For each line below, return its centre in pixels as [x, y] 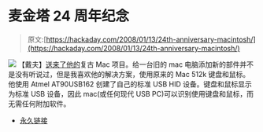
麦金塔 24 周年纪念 [69, 16]
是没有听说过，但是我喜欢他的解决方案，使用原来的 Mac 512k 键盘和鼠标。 [129, 74]
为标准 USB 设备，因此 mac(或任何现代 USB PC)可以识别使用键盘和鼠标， [128, 93]
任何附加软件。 [46, 104]
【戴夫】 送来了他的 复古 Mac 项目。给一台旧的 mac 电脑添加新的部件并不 [136, 64]
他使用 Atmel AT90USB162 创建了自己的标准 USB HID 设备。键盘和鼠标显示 [130, 84]
